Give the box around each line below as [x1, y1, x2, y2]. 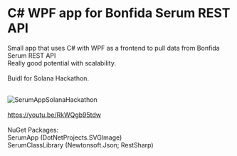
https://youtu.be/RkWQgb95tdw [7, 110, 102, 119]
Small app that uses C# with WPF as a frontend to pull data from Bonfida [7, 43, 220, 52]
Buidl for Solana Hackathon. [7, 73, 90, 83]
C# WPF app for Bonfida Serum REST [7, 5, 231, 21]
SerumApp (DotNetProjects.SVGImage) [7, 133, 122, 142]
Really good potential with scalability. [7, 58, 116, 67]
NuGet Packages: [7, 125, 59, 134]
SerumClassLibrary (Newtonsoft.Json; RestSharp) [7, 140, 154, 149]
